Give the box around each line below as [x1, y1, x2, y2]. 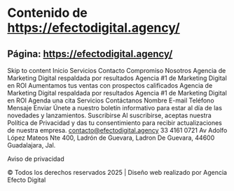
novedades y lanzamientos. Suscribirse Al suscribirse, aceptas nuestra [7, 111, 212, 119]
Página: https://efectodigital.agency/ [7, 48, 173, 60]
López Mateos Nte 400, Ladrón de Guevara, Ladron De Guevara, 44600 [7, 133, 215, 142]
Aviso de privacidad [7, 154, 64, 163]
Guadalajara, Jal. [7, 141, 56, 149]
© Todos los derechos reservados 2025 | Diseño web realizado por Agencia [7, 169, 228, 176]
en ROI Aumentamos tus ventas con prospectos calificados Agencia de [7, 81, 213, 89]
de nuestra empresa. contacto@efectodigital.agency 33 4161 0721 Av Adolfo [7, 126, 228, 134]
